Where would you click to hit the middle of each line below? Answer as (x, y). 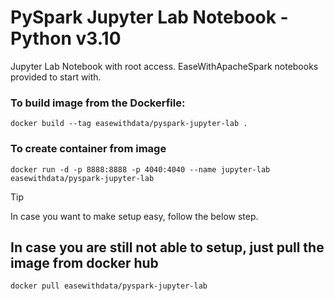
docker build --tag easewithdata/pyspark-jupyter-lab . (129, 124)
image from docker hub (84, 262)
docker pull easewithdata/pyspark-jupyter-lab (109, 286)
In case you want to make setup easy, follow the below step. (134, 216)
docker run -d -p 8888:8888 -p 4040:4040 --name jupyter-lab (140, 169)
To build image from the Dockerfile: (98, 103)
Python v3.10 (66, 38)
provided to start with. (56, 77)
